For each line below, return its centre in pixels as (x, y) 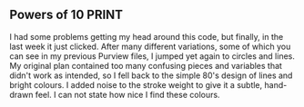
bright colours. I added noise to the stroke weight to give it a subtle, (136, 84)
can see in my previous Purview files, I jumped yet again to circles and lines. (152, 56)
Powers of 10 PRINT (66, 15)
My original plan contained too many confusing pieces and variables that (146, 65)
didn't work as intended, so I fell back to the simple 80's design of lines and (151, 75)
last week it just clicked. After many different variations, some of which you (150, 46)
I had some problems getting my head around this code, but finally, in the (147, 36)
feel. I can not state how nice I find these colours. (127, 94)
